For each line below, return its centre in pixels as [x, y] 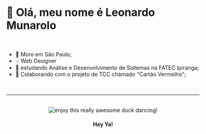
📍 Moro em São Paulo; [43, 54]
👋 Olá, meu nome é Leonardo [81, 13]
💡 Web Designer [36, 61]
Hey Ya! [103, 124]
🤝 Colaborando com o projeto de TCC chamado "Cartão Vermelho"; [101, 74]
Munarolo [31, 25]
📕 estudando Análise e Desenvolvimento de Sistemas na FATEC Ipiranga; [107, 67]
